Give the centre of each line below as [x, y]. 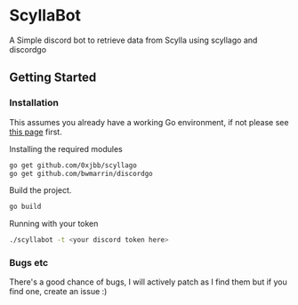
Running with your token [54, 224]
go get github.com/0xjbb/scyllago [73, 165]
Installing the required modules [66, 148]
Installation [34, 103]
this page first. [36, 132]
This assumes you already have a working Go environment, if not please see [149, 122]
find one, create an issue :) [58, 292]
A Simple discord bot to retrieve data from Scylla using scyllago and [133, 40]
